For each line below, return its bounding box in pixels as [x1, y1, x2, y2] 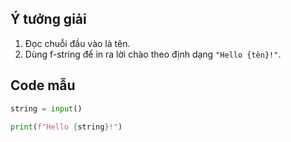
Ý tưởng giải [10, 11, 87, 28]
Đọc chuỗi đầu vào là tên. [24, 37, 131, 49]
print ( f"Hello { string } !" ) [10, 122, 123, 132]
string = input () [10, 103, 83, 114]
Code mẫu [10, 77, 76, 94]
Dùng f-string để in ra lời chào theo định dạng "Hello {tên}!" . [24, 48, 282, 60]
